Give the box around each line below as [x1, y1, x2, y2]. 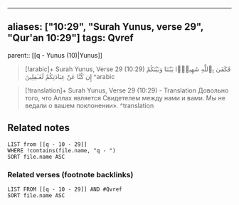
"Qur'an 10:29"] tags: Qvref [7, 32, 134, 44]
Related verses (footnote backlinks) [7, 169, 134, 179]
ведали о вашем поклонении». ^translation [24, 101, 154, 110]
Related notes [7, 122, 70, 134]
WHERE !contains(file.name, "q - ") [7, 147, 116, 154]
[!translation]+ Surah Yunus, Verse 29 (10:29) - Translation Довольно [24, 86, 229, 95]
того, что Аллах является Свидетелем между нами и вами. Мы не [24, 93, 226, 102]
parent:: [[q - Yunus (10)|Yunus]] [7, 51, 103, 59]
